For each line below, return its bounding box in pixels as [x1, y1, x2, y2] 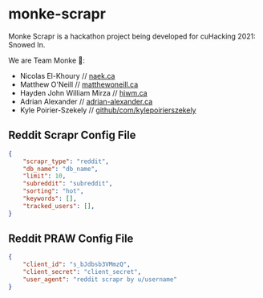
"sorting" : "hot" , [22, 187, 84, 195]
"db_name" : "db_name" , [22, 165, 99, 173]
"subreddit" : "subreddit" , [22, 180, 113, 188]
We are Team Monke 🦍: [8, 55, 86, 65]
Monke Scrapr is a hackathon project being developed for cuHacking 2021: [8, 31, 256, 41]
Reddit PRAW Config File [8, 232, 134, 246]
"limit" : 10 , [22, 172, 67, 181]
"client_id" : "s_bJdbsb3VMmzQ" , [22, 260, 131, 269]
